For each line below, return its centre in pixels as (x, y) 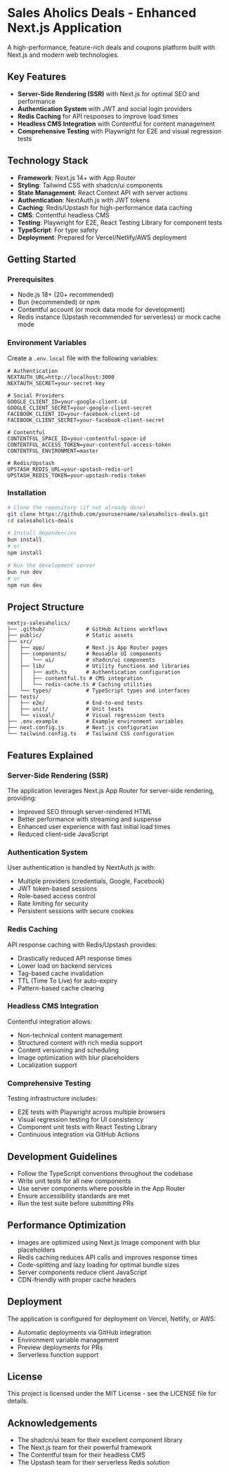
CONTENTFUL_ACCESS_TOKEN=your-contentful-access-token (89, 445)
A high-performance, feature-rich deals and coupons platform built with (111, 47)
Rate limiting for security (53, 903)
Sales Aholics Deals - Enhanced (102, 13)
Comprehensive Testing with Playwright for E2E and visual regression (119, 131)
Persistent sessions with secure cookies (76, 911)
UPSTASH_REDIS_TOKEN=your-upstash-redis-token (77, 476)
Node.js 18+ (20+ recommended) (66, 295)
